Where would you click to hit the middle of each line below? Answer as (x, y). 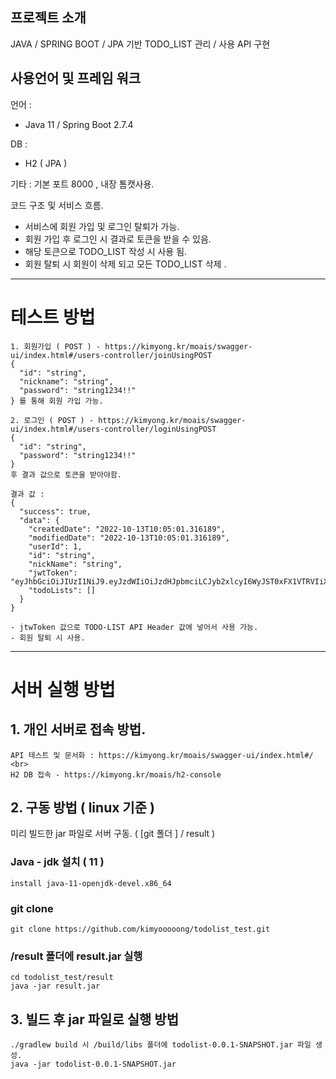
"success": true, (55, 511)
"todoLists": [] (62, 590)
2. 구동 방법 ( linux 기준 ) (82, 807)
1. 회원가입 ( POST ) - (55, 346)
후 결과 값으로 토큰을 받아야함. (66, 474)
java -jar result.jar (55, 986)
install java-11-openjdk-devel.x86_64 (91, 883)
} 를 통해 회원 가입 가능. (57, 401)
